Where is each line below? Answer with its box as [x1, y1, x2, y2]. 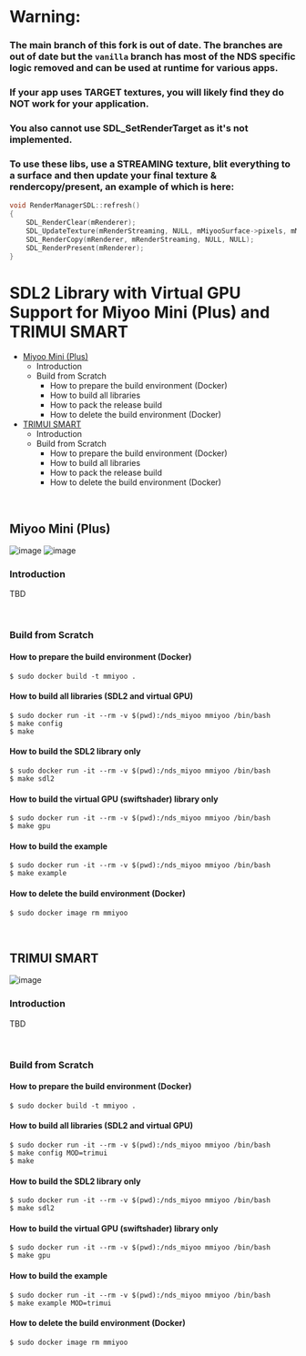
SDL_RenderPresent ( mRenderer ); [25, 243, 145, 252]
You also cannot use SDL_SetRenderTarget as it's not [9, 121, 249, 134]
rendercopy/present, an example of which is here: [9, 180, 235, 193]
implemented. [9, 133, 73, 146]
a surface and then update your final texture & [9, 168, 217, 181]
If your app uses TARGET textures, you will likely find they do [9, 86, 284, 99]
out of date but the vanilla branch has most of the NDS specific [9, 50, 296, 63]
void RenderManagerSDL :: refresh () [9, 201, 141, 210]
